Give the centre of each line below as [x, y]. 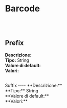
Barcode [22, 9]
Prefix [14, 43]
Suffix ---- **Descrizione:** [34, 85]
